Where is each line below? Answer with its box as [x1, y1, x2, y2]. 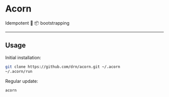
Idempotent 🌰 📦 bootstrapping [5, 20, 69, 26]
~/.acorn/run [5, 69, 33, 74]
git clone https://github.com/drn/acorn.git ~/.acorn [5, 64, 121, 69]
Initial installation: [5, 54, 41, 60]
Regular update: [5, 78, 39, 84]
